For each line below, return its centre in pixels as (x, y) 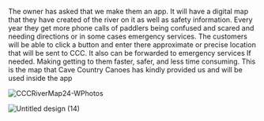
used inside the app (40, 78)
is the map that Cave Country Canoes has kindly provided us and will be (125, 70)
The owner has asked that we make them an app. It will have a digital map (128, 11)
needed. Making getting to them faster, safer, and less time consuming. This (132, 61)
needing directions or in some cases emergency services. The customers (128, 36)
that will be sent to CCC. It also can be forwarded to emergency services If (130, 53)
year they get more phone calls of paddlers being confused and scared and (131, 28)
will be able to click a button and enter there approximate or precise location (132, 45)
